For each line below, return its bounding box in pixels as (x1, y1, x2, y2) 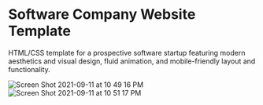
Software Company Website (8, 5, 196, 24)
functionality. (8, 64, 51, 74)
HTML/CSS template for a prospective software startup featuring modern (8, 48, 246, 57)
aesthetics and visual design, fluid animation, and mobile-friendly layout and (8, 56, 256, 66)
